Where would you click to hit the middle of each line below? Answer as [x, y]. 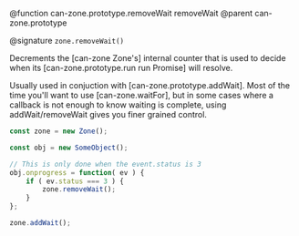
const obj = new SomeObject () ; [69, 148]
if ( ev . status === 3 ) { [75, 181]
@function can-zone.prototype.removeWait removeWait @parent [131, 13]
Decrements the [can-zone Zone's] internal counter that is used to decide [148, 58]
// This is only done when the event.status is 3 [106, 164]
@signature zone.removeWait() [67, 41]
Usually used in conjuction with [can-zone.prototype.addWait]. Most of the [149, 85]
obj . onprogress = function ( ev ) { [77, 172]
